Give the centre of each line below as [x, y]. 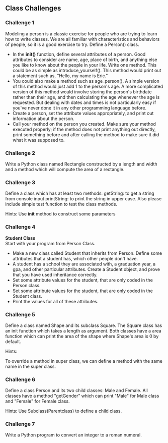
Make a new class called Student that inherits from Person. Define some [87, 253]
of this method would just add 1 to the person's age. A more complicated [88, 86]
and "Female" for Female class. [37, 401]
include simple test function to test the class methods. [61, 204]
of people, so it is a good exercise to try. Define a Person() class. [72, 44]
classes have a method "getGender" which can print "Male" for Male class [82, 396]
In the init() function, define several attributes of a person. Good [79, 54]
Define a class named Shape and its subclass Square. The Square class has [84, 325]
